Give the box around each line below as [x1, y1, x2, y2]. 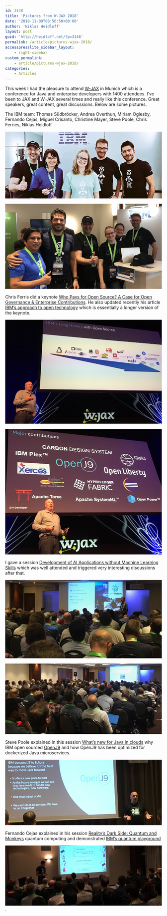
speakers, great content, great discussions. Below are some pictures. [5, 101, 147, 107]
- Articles [14, 71, 37, 76]
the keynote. [5, 309, 31, 315]
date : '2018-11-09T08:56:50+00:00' [5, 18, 79, 23]
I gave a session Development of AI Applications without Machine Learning [5, 560, 159, 566]
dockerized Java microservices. [5, 750, 71, 756]
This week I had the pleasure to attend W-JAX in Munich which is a [5, 85, 143, 92]
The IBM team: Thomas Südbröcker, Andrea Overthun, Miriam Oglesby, [5, 111, 151, 117]
